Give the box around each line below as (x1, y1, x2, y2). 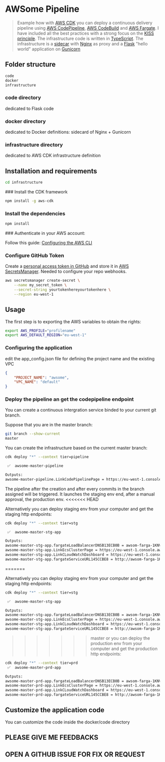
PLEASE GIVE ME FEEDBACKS (5, 733, 99, 742)
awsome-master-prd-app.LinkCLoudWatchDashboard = (5, 687, 109, 693)
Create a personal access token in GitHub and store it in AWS (5, 263, 129, 269)
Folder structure (5, 60, 56, 69)
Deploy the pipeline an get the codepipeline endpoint (5, 396, 134, 403)
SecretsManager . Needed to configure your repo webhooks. (5, 268, 127, 274)
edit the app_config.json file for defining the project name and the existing (5, 355, 155, 361)
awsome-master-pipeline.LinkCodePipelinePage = (5, 477, 105, 482)
